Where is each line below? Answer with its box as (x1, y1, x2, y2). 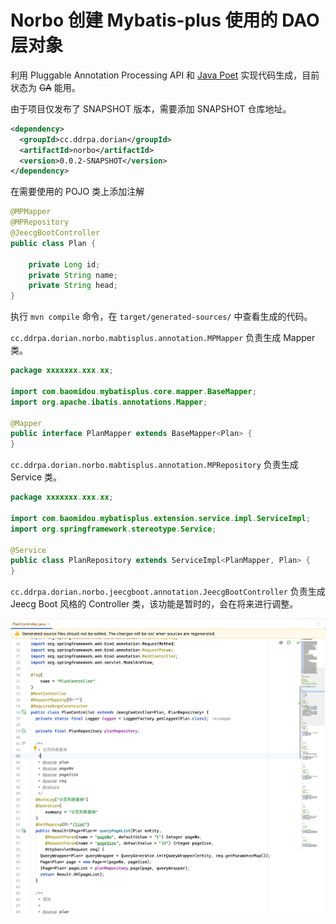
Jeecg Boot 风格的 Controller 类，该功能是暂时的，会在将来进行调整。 (10, 598, 299, 610)
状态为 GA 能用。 (10, 81, 81, 93)
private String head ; (28, 281, 118, 291)
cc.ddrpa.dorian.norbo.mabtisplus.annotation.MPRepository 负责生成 (10, 459, 299, 471)
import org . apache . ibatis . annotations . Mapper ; (10, 397, 208, 407)
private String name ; (28, 270, 118, 280)
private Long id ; (28, 259, 101, 270)
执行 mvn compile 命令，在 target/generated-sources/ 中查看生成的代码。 (10, 311, 313, 323)
